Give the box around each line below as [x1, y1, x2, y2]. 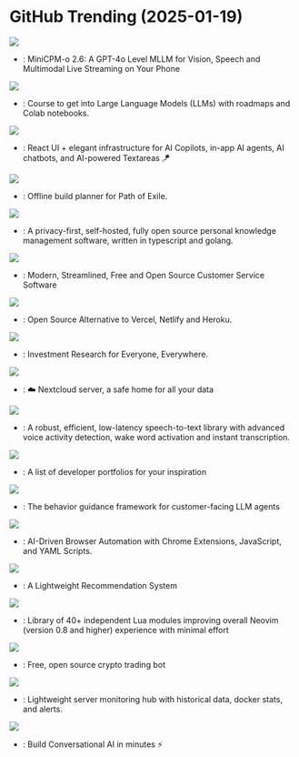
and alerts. [22, 703, 64, 714]
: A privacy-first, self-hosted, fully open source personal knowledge [22, 225, 277, 236]
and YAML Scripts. [22, 545, 93, 556]
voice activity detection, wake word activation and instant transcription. [22, 431, 291, 442]
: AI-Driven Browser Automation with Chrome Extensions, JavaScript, [22, 535, 282, 547]
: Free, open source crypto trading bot [22, 659, 166, 670]
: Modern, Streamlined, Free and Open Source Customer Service [22, 269, 265, 280]
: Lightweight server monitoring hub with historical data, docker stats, [22, 693, 284, 704]
